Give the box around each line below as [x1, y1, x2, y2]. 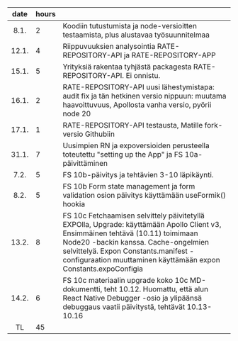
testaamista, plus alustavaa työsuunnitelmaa [62, 30, 210, 40]
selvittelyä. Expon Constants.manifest [62, 246, 188, 256]
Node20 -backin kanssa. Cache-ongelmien [62, 237, 210, 247]
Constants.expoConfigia [62, 264, 143, 274]
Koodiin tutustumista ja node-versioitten [62, 21, 197, 30]
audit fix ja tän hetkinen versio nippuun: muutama [62, 91, 227, 101]
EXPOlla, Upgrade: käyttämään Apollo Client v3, [62, 220, 222, 229]
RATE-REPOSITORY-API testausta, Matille [62, 121, 203, 130]
